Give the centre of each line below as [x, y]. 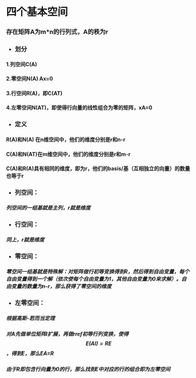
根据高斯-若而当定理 [31, 318]
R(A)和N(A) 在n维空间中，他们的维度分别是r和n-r [66, 139]
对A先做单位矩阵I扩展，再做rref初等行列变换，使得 [67, 334]
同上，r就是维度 [25, 239]
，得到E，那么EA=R [30, 353]
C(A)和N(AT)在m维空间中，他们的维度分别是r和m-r [68, 154]
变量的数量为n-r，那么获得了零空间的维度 [61, 286]
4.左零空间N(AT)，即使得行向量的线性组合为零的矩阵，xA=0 [79, 108]
